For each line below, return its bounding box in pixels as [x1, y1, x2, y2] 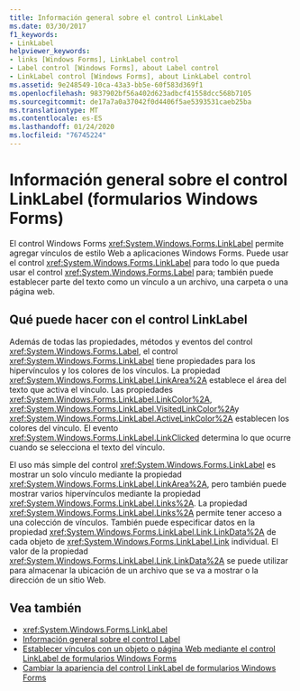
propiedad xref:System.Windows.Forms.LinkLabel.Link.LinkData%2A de [9, 526, 277, 537]
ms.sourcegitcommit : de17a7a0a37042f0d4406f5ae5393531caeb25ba [9, 97, 252, 107]
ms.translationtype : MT [9, 106, 99, 115]
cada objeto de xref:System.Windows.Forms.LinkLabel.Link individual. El [9, 536, 279, 546]
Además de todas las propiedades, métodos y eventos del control [9, 336, 253, 347]
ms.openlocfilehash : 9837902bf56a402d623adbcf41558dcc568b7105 [9, 89, 252, 98]
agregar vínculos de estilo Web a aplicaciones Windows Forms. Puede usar [9, 247, 289, 258]
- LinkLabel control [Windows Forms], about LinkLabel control [9, 72, 252, 81]
